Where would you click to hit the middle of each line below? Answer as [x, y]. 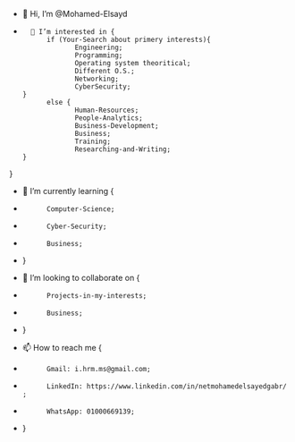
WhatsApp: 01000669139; [91, 412]
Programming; [99, 55]
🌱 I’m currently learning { [68, 191]
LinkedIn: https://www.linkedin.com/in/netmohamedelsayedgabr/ [167, 387]
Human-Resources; [107, 110]
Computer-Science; [80, 209]
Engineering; [99, 47]
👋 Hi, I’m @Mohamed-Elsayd [75, 14]
